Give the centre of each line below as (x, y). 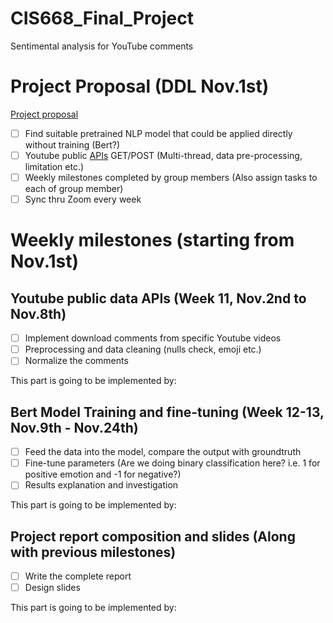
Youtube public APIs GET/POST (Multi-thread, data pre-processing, (163, 155)
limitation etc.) (54, 166)
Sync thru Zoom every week (83, 199)
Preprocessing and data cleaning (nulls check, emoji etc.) (143, 349)
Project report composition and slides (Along (153, 536)
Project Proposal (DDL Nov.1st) (140, 86)
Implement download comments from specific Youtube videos (153, 338)
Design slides (52, 588)
